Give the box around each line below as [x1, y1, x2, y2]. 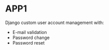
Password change [12, 34, 50, 40]
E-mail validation [12, 29, 47, 35]
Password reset [12, 39, 45, 45]
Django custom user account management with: [5, 19, 104, 25]
